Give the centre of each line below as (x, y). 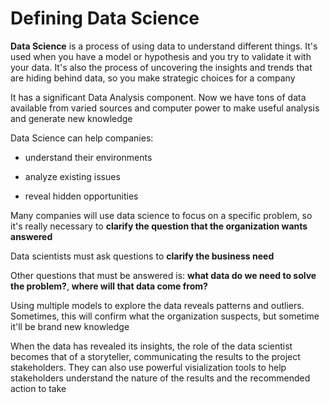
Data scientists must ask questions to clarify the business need (142, 256)
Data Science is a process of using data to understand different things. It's (164, 46)
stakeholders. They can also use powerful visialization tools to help (148, 367)
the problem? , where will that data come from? (109, 286)
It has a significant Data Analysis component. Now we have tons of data (158, 97)
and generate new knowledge (71, 118)
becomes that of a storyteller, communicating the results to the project (155, 356)
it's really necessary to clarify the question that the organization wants (159, 226)
